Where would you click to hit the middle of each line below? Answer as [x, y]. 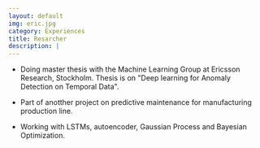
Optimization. [42, 136]
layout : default [36, 16]
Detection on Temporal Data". [69, 87]
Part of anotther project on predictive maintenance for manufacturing [136, 102]
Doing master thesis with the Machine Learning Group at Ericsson [130, 69]
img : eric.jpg [32, 24]
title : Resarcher [38, 39]
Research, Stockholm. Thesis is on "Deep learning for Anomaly [126, 78]
